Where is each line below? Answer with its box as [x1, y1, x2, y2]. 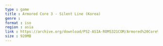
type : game [5, 7, 29, 12]
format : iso [5, 20, 32, 25]
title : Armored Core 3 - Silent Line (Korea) [5, 11, 101, 16]
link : [5, 29, 18, 34]
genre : [5, 16, 21, 21]
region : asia [5, 25, 34, 30]
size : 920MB [5, 34, 32, 39]
